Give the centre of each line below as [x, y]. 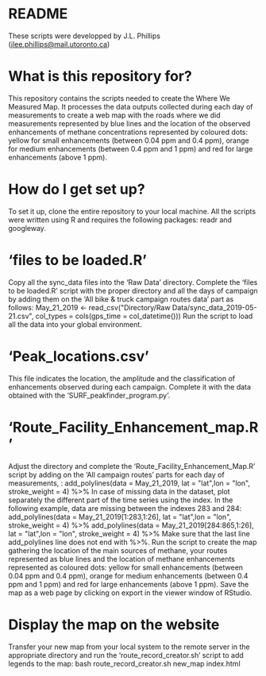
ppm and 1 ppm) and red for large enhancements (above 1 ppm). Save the [129, 584]
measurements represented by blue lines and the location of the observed [129, 123]
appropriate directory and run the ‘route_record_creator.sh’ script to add [126, 655]
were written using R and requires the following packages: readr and [120, 220]
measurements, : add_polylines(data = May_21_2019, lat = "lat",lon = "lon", [129, 483]
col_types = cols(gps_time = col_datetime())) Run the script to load [144, 316]
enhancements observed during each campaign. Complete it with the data [130, 386]
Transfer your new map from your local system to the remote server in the [129, 647]
